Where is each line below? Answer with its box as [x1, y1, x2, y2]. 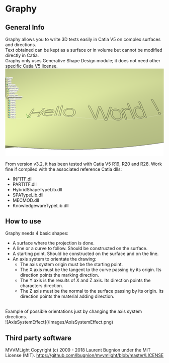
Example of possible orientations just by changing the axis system [5, 308, 142, 314]
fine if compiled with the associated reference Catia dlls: [5, 166, 122, 172]
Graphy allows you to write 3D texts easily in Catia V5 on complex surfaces [5, 36, 161, 42]
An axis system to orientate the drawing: [12, 256, 97, 262]
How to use [5, 217, 41, 225]
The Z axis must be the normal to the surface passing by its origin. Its [20, 288, 164, 294]
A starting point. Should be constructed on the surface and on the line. [12, 251, 159, 257]
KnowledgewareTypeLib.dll [12, 202, 69, 208]
